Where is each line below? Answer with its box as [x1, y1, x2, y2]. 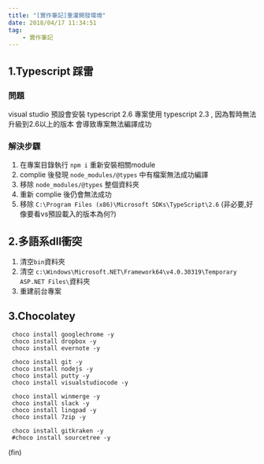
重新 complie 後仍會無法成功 [19, 190, 112, 199]
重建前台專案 [19, 286, 61, 296]
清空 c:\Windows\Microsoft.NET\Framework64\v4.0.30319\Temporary [19, 267, 237, 276]
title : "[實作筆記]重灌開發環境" [8, 11, 106, 20]
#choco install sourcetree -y [11, 433, 111, 441]
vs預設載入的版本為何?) [40, 209, 117, 219]
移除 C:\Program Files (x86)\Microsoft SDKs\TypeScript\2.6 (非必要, [19, 200, 247, 209]
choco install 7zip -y [11, 413, 87, 421]
